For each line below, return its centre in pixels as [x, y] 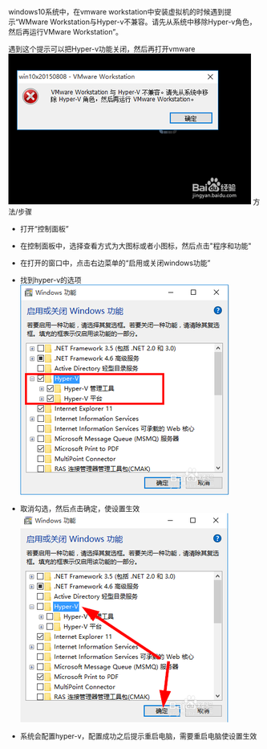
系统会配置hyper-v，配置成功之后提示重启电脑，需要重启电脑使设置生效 [138, 736]
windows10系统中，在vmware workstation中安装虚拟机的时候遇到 [117, 12]
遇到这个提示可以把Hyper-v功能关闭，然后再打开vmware [102, 49]
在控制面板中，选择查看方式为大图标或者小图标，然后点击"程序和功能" [136, 246]
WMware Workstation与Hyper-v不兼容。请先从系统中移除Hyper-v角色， [138, 22]
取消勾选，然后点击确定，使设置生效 [80, 508]
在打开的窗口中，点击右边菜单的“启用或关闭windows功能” [115, 263]
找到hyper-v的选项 [51, 280]
